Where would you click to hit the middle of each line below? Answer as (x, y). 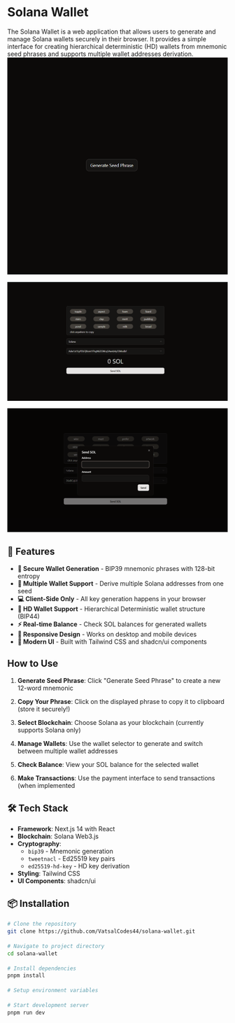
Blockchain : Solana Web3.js (58, 836)
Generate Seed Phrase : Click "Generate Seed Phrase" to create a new (119, 680)
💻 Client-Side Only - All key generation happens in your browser (112, 598)
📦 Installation (38, 903)
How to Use (33, 664)
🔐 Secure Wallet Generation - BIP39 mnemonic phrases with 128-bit (116, 568)
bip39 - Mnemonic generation (70, 851)
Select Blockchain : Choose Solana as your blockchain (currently (111, 722)
